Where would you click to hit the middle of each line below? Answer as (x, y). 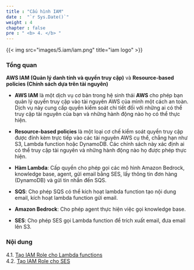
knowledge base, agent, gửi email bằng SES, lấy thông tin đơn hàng (96, 174)
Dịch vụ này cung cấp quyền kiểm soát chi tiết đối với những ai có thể (98, 108)
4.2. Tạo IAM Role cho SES (38, 261)
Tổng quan (22, 65)
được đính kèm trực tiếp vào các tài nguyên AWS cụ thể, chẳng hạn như (101, 138)
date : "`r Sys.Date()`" (37, 17)
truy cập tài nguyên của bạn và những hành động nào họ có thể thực (97, 114)
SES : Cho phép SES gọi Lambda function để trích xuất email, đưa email (100, 221)
